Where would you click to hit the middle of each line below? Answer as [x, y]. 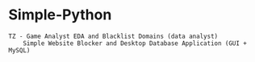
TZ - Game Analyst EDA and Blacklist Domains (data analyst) [113, 36]
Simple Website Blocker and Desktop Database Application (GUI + [135, 43]
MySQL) [19, 50]
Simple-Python [60, 15]
